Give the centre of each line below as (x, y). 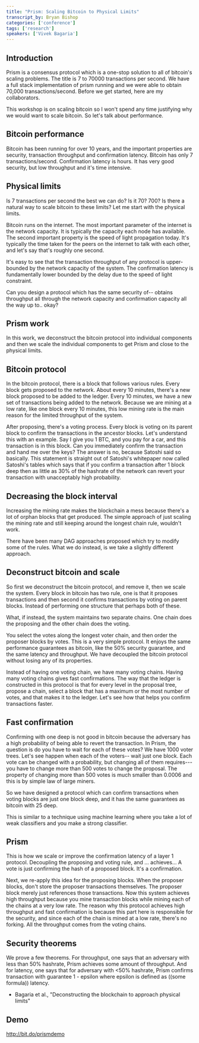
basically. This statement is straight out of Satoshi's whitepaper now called (98, 459)
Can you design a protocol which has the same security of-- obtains (90, 292)
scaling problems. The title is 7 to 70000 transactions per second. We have (98, 79)
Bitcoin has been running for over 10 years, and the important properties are (99, 148)
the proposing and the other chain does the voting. (68, 624)
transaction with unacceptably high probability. (64, 478)
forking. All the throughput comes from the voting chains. (76, 924)
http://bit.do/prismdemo (36, 1034)
